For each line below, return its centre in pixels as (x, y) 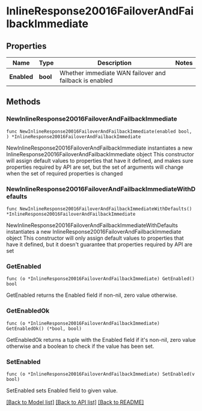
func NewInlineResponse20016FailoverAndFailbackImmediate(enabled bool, (99, 131)
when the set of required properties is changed (65, 173)
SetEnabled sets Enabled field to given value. (62, 390)
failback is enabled (86, 81)
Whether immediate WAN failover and (112, 73)
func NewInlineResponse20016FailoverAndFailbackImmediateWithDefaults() (99, 209)
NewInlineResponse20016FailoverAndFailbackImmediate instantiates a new (99, 148)
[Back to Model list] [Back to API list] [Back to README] (75, 402)
